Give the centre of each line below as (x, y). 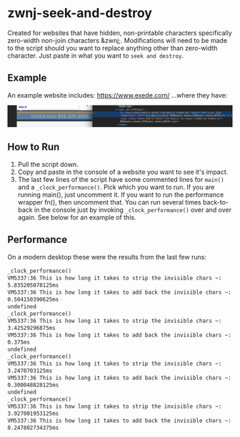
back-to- (216, 202)
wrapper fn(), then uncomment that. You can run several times (109, 202)
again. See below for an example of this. (77, 217)
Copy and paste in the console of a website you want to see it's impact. (123, 172)
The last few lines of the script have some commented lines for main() (121, 179)
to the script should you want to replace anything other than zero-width (112, 48)
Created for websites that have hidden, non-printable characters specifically (120, 33)
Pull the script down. (48, 164)
